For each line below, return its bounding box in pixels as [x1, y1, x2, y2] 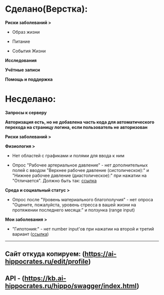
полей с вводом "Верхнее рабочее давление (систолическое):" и [12, 167, 149, 173]
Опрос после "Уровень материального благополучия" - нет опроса [12, 196, 153, 202]
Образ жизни [12, 29, 40, 35]
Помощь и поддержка [5, 76, 53, 82]
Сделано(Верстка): [5, 3, 88, 15]
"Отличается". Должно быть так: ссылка [12, 177, 97, 184]
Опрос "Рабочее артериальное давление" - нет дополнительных [12, 162, 148, 168]
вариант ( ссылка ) [12, 231, 49, 237]
